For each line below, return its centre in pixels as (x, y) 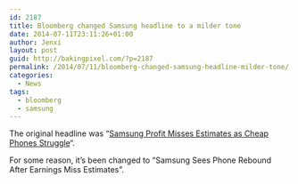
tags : (19, 92)
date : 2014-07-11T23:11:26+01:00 (71, 34)
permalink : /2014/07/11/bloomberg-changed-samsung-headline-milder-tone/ (149, 68)
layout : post (33, 51)
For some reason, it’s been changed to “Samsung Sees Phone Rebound (141, 160)
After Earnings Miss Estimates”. (67, 170)
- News (29, 84)
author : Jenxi (36, 42)
